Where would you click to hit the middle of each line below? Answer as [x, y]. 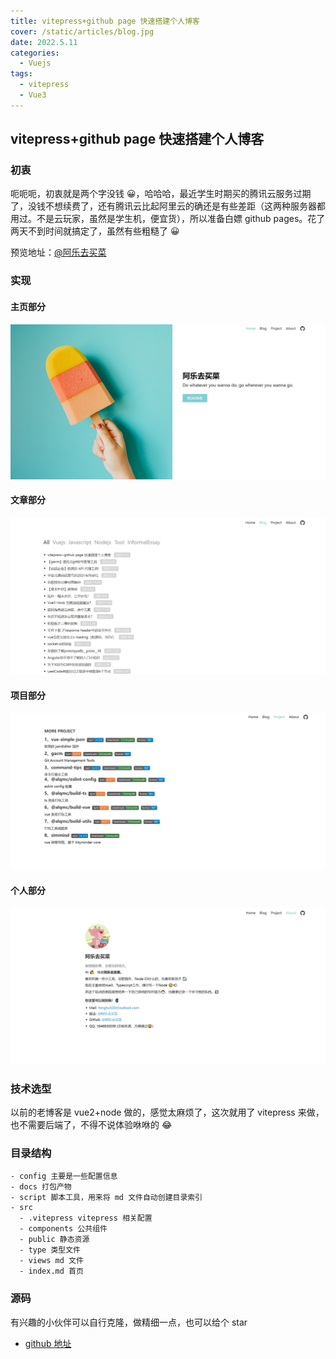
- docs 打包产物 [41, 1187]
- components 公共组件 [63, 1229]
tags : [21, 74]
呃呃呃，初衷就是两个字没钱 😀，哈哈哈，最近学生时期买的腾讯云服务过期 [161, 194]
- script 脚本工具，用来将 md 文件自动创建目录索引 [106, 1198]
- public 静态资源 [54, 1240]
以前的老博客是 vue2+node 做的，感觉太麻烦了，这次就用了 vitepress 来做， [167, 1112]
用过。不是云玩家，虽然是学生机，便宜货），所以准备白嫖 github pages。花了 [168, 219]
